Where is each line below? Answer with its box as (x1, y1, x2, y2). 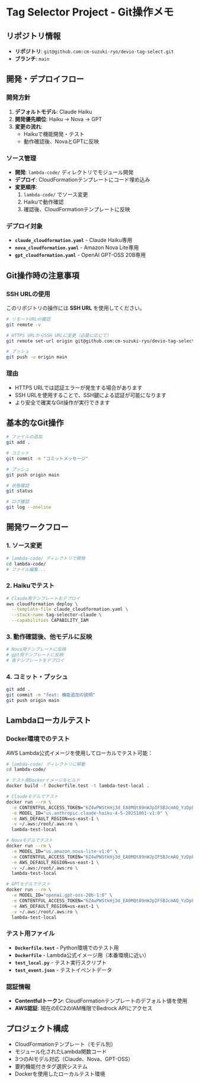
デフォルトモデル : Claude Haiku (14, 108, 92, 115)
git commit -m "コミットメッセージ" (6, 455, 89, 462)
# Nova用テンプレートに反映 (6, 646, 66, 653)
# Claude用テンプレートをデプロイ (6, 595, 81, 601)
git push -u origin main (6, 354, 68, 360)
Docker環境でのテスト (6, 735, 70, 743)
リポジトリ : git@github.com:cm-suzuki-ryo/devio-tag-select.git (14, 48, 174, 55)
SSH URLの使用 (6, 290, 50, 298)
